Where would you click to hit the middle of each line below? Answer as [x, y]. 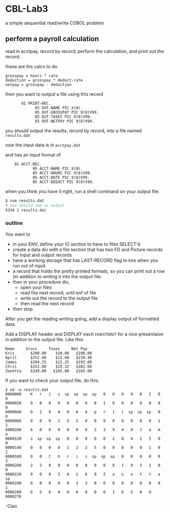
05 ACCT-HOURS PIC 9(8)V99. [62, 173]
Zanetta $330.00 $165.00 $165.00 [49, 371]
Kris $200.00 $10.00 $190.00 [49, 353]
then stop [23, 309]
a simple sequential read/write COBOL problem [55, 23]
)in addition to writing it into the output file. [57, 276]
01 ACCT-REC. [28, 164]
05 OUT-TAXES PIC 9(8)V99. [64, 117]
